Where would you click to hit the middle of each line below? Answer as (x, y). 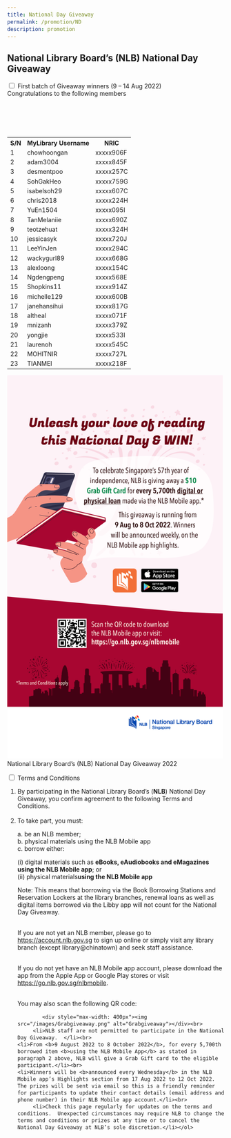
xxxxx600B (112, 296)
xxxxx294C (112, 248)
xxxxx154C (112, 267)
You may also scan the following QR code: (77, 1003)
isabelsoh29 (45, 190)
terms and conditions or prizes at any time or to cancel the (108, 1120)
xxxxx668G (112, 258)
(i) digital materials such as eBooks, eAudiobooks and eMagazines (113, 862)
